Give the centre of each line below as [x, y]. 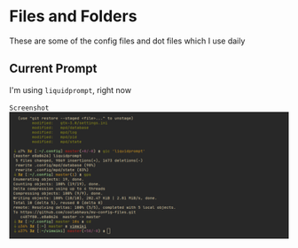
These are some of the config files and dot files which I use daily [127, 41]
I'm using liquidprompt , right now [70, 89]
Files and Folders [73, 16]
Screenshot [29, 108]
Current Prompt [53, 69]
